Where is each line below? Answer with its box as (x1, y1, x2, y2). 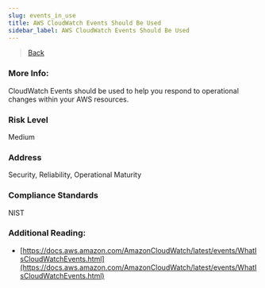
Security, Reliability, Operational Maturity (8, 170, 142, 179)
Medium (8, 132, 36, 141)
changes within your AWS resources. (8, 94, 129, 104)
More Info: (8, 68, 49, 79)
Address (8, 152, 42, 163)
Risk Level (8, 114, 49, 125)
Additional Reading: (8, 228, 86, 239)
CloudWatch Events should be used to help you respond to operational (8, 86, 240, 95)
